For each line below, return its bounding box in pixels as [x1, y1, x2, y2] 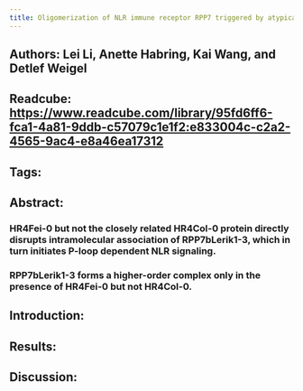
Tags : [9, 164, 42, 180]
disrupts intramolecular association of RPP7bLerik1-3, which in [9, 234, 291, 247]
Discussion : [9, 369, 78, 385]
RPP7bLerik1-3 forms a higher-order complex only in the [9, 269, 262, 282]
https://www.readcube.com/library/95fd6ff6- [9, 106, 273, 121]
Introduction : [9, 308, 85, 323]
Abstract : [9, 195, 64, 210]
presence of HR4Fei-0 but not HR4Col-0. [9, 281, 192, 293]
